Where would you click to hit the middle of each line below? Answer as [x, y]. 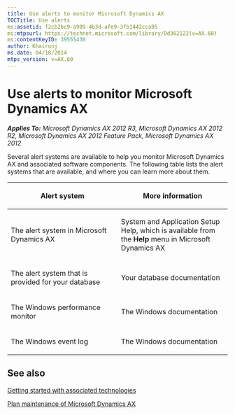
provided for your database [56, 282]
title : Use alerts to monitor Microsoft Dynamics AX [86, 14]
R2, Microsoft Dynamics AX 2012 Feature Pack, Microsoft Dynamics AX [111, 135]
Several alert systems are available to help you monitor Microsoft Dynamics [116, 156]
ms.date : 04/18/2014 [37, 53]
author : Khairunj [33, 46]
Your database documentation [171, 277]
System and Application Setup [171, 221]
